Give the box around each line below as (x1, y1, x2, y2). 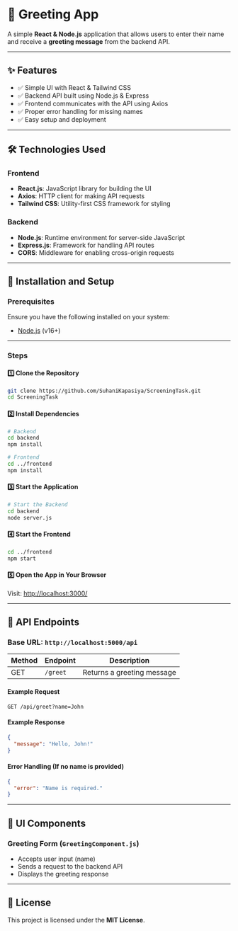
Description (109, 656, 150, 666)
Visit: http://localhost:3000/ (7, 589, 88, 598)
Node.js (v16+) (17, 326, 61, 335)
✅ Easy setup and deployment (17, 115, 106, 123)
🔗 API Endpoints (7, 616, 80, 629)
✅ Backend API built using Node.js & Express (17, 91, 149, 100)
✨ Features (7, 64, 57, 76)
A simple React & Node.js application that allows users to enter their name (7, 30, 225, 38)
